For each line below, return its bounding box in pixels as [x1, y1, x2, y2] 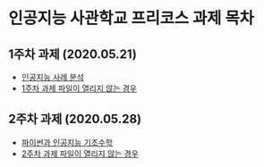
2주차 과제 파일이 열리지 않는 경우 [21, 148, 140, 159]
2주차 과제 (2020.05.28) [8, 112, 142, 127]
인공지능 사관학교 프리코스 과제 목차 [8, 8, 254, 29]
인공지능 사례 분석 [21, 72, 84, 82]
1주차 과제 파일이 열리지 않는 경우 [21, 83, 138, 94]
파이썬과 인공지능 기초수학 [21, 137, 114, 147]
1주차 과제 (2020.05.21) [8, 46, 138, 62]
